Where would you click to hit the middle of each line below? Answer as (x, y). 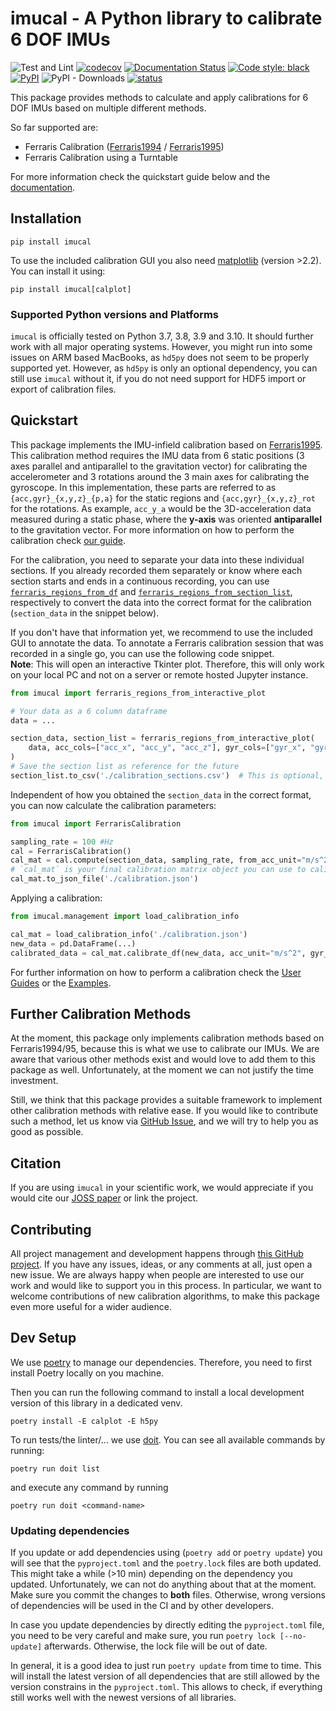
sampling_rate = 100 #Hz (62, 842)
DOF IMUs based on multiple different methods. (108, 108)
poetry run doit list (55, 1468)
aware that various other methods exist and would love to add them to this (163, 1059)
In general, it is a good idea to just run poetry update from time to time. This (166, 1666)
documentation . (43, 187)
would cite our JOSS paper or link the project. (104, 1198)
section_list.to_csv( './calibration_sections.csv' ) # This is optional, (167, 775)
